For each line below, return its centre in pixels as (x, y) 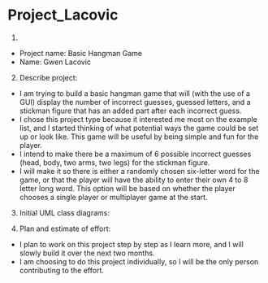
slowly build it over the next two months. (87, 253)
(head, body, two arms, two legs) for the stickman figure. (115, 162)
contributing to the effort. (62, 270)
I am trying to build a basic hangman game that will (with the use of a (135, 93)
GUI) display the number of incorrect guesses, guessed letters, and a (135, 102)
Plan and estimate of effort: (65, 229)
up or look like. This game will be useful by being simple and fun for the (139, 137)
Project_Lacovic (63, 15)
